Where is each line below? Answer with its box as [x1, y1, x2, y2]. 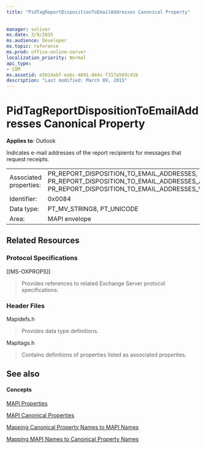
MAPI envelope [47, 215, 92, 223]
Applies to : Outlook [6, 137, 56, 145]
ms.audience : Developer [6, 37, 67, 44]
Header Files [6, 301, 45, 310]
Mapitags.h [6, 339, 35, 347]
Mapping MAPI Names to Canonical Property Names [6, 435, 139, 442]
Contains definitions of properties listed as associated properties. [21, 351, 187, 359]
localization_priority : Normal [6, 55, 86, 61]
